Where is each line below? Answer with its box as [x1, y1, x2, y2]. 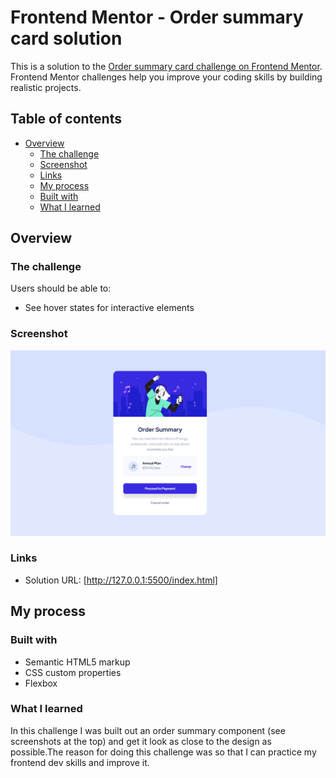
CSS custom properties [24, 666, 122, 678]
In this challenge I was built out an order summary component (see [10, 724, 286, 736]
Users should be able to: [10, 282, 112, 295]
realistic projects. [10, 81, 82, 93]
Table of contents [10, 111, 122, 128]
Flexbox [24, 677, 58, 689]
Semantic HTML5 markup [24, 656, 131, 668]
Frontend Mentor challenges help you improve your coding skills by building [10, 71, 323, 83]
